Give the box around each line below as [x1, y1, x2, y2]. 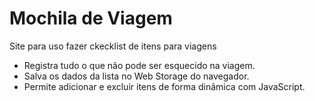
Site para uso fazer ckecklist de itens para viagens [9, 40, 217, 52]
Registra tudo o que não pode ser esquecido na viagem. [23, 59, 256, 71]
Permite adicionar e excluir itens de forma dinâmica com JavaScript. [23, 80, 306, 92]
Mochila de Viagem [9, 7, 173, 30]
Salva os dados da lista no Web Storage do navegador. [23, 70, 250, 82]
